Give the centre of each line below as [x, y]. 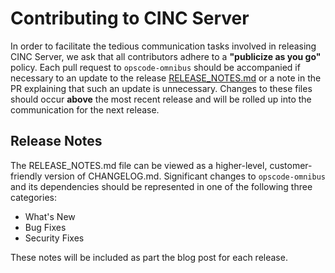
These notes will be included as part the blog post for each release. [149, 257]
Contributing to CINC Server [130, 18]
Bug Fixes [45, 227]
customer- [291, 165]
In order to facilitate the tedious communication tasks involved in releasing [163, 46]
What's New [50, 216]
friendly [26, 176]
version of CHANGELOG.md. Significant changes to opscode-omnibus [185, 176]
